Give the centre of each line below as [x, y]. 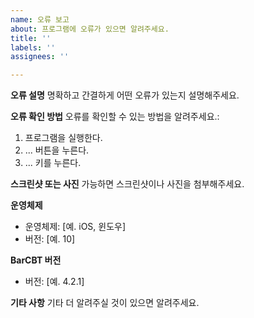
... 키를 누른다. [53, 163]
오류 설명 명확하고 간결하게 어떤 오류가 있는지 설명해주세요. [125, 95]
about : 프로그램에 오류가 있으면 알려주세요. [90, 29]
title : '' [31, 38]
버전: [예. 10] [50, 239]
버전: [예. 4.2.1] [54, 282]
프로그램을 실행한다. [63, 138]
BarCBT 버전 [36, 260]
